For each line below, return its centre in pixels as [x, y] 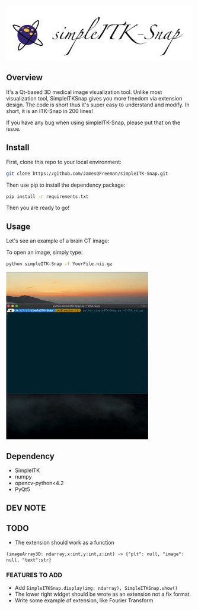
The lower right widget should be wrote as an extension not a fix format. [103, 594]
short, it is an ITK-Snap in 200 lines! [49, 111]
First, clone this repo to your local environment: [64, 162]
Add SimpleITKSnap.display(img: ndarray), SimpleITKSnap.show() [96, 588]
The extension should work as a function [64, 543]
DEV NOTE [26, 508]
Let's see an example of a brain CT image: [58, 241]
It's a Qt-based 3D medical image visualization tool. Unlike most [84, 92]
